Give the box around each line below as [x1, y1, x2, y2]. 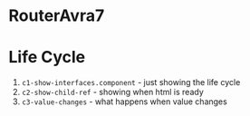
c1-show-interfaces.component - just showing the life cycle [21, 77, 241, 88]
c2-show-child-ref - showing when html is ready [21, 87, 205, 98]
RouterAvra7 [8, 5, 105, 26]
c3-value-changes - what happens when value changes [21, 96, 227, 107]
